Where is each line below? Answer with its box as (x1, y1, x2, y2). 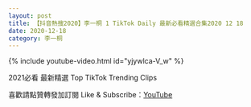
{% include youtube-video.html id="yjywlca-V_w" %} (8, 56, 184, 66)
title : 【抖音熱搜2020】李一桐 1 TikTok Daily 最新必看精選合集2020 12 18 (8, 19, 244, 27)
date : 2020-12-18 (8, 27, 67, 35)
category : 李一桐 (8, 34, 63, 43)
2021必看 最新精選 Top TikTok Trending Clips (8, 73, 158, 83)
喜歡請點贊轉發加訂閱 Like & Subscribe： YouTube (8, 90, 173, 100)
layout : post (8, 11, 52, 20)
